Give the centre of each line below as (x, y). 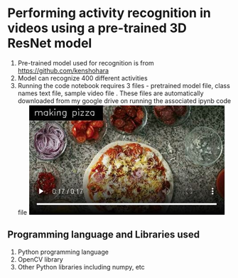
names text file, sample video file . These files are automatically (110, 93)
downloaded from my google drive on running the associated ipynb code (124, 100)
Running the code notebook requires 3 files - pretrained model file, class (124, 85)
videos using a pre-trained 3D (97, 28)
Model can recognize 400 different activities (82, 78)
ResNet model (50, 43)
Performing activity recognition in (109, 13)
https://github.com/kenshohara (63, 70)
